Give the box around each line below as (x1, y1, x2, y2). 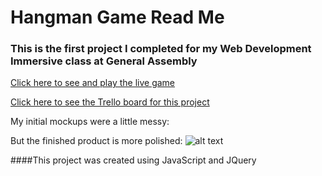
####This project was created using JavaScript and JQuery (10, 154, 257, 166)
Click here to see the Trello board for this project (10, 96, 210, 108)
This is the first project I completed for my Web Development (10, 42, 312, 56)
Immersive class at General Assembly (10, 54, 198, 68)
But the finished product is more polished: (10, 135, 183, 147)
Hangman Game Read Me (10, 6, 225, 29)
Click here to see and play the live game (10, 77, 176, 89)
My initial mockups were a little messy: (10, 116, 170, 128)
